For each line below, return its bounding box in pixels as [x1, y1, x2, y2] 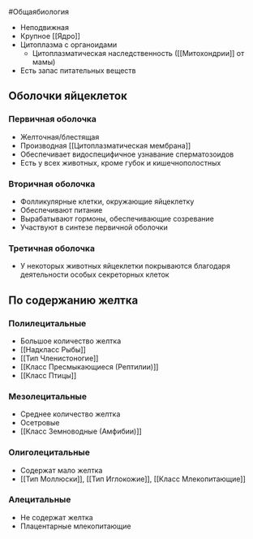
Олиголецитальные [8, 446, 91, 458]
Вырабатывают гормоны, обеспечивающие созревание [19, 213, 215, 223]
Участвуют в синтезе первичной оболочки [19, 222, 168, 232]
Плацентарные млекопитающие [19, 521, 131, 531]
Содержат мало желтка [19, 465, 103, 475]
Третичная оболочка [8, 243, 96, 254]
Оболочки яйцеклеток [8, 89, 127, 103]
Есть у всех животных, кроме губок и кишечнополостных [19, 157, 221, 167]
